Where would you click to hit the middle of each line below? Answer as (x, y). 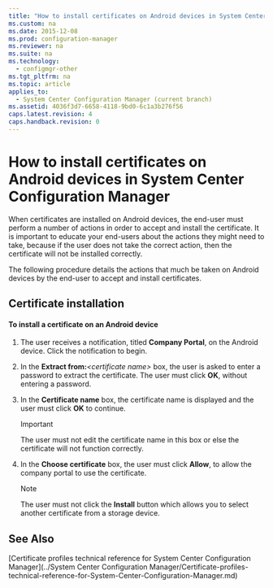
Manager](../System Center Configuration (78, 567)
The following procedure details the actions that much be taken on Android (134, 269)
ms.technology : (34, 62)
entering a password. (56, 384)
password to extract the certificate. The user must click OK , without (134, 376)
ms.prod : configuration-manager (63, 39)
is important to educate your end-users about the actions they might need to (136, 236)
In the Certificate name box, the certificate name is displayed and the (137, 400)
